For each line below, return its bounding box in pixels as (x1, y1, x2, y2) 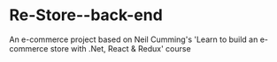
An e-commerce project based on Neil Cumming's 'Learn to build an (9, 34, 258, 45)
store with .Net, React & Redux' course (50, 43, 192, 53)
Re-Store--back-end (9, 5, 164, 25)
